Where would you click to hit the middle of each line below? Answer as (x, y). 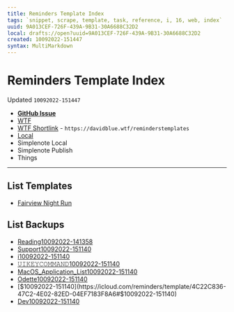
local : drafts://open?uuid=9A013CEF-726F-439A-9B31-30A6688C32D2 (104, 33)
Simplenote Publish (45, 150)
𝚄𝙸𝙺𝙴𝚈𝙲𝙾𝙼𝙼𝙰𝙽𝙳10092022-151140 (69, 264)
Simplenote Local (42, 143)
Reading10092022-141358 (55, 242)
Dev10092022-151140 (48, 301)
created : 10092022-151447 (45, 40)
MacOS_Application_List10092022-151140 (77, 272)
